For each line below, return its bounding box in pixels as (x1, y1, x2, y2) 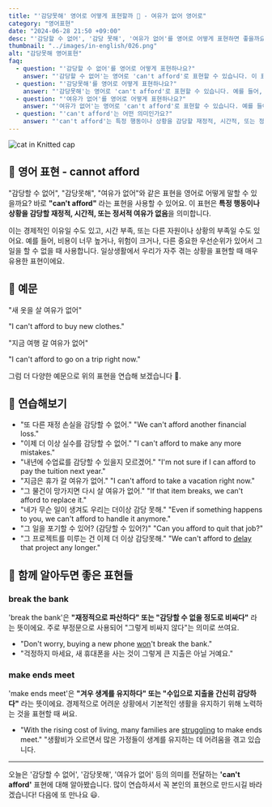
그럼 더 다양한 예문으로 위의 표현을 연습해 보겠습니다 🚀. (8, 370, 181, 381)
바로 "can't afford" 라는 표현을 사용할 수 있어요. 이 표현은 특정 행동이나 (33, 198, 261, 207)
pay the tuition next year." (19, 467, 106, 476)
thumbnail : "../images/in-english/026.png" (8, 42, 158, 50)
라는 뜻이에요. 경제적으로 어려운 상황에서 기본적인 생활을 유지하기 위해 (20, 698, 241, 709)
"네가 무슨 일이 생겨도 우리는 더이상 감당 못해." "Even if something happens (19, 505, 263, 515)
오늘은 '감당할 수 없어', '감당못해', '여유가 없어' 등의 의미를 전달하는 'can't (8, 770, 240, 779)
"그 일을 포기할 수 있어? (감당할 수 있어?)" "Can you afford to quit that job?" (19, 523, 264, 533)
